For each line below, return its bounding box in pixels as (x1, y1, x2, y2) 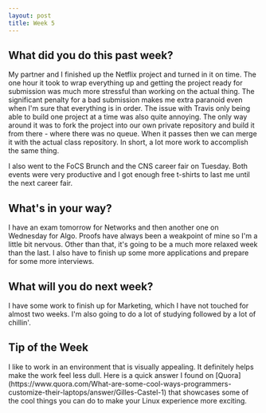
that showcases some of (168, 387, 249, 397)
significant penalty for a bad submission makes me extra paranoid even (8, 95, 243, 104)
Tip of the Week (8, 340, 89, 355)
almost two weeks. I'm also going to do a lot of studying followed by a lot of (8, 309, 256, 319)
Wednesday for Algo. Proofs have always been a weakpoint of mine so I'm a (8, 231, 258, 241)
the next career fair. (8, 179, 73, 188)
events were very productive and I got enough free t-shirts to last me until (8, 170, 251, 179)
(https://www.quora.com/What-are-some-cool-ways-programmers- (8, 379, 232, 388)
